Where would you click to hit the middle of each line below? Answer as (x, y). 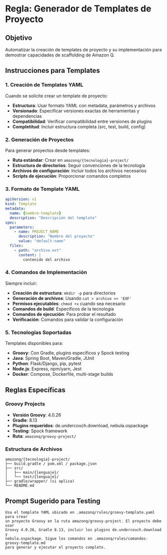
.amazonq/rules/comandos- (121, 539)
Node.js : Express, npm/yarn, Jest (47, 369)
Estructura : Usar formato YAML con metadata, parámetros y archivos (84, 105)
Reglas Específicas (35, 390)
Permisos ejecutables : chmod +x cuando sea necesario (69, 303)
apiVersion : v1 (21, 199)
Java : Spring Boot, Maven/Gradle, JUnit (53, 358)
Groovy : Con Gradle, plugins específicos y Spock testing (71, 353)
